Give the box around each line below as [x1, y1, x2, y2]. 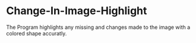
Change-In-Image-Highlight [6, 4, 147, 18]
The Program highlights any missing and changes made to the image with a [6, 24, 191, 31]
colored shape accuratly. [6, 29, 67, 37]
